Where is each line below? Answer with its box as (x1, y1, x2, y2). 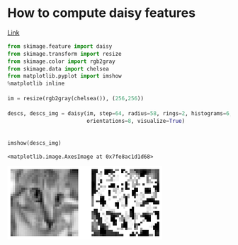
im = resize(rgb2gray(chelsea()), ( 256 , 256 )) (7, 95, 144, 102)
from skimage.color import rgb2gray (7, 58, 115, 65)
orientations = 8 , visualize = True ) (86, 117, 186, 124)
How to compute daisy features (7, 5, 196, 21)
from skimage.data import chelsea (7, 65, 110, 72)
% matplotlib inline (7, 80, 65, 88)
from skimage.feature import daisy (7, 42, 113, 50)
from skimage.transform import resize (7, 50, 122, 57)
